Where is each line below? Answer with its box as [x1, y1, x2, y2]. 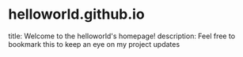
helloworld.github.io [8, 5, 145, 23]
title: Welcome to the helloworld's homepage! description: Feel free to [8, 31, 236, 41]
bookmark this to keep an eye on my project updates [8, 39, 180, 48]
